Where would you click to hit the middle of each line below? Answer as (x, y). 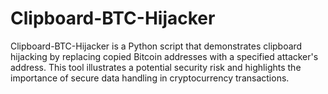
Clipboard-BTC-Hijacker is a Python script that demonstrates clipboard (156, 46)
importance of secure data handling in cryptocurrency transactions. (150, 78)
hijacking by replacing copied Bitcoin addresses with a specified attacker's (164, 56)
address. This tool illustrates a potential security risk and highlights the (156, 67)
